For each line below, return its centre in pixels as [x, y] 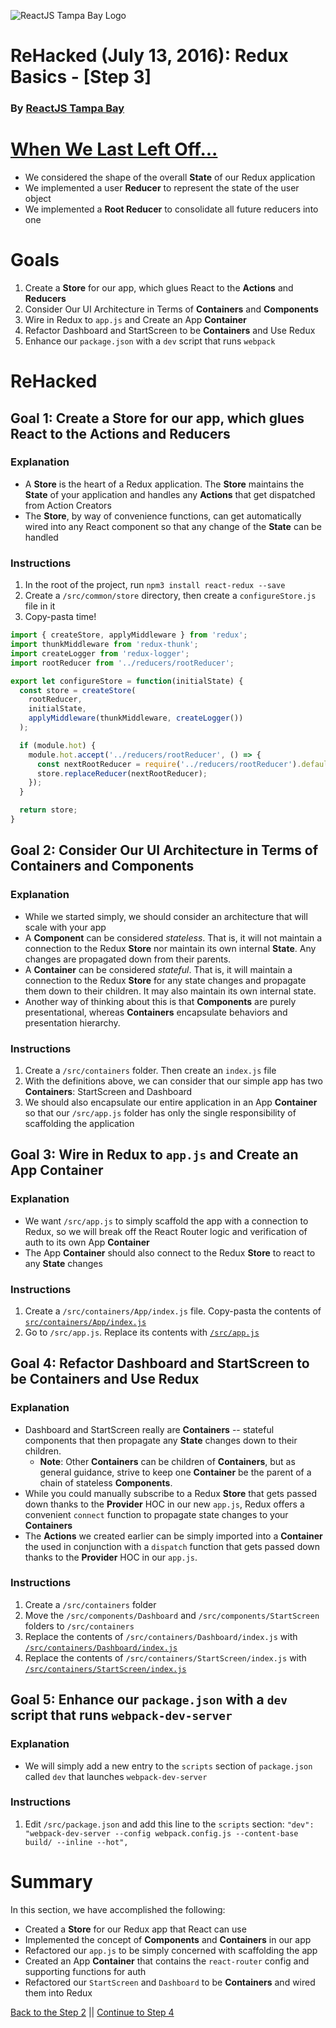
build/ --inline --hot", [76, 1842]
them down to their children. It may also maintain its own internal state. [170, 991]
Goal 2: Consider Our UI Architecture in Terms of [164, 850]
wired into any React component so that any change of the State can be [173, 526]
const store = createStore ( [78, 690]
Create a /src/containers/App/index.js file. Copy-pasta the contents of [173, 1311]
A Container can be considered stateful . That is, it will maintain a [158, 969]
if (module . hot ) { [58, 745]
